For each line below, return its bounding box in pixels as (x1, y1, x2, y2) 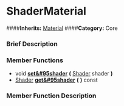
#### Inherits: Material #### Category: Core (6, 24, 118, 32)
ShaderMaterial (6, 4, 87, 18)
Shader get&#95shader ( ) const (15, 76, 98, 83)
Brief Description (6, 40, 58, 48)
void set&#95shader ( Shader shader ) (15, 70, 113, 77)
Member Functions (6, 56, 64, 65)
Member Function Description (6, 91, 97, 100)
